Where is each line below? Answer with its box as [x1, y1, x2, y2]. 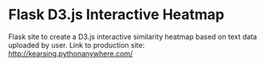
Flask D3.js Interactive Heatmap [8, 6, 225, 24]
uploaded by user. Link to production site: [8, 40, 145, 49]
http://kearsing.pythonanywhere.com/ [8, 49, 133, 58]
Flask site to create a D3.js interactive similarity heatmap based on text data [8, 32, 258, 41]
